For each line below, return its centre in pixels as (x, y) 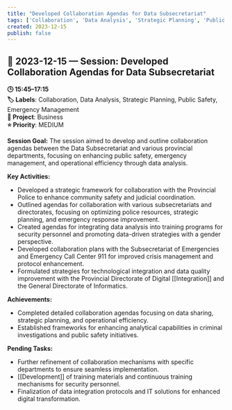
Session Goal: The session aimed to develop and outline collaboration (108, 141)
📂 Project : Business (35, 117)
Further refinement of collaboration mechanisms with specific (106, 362)
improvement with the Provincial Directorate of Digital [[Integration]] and (121, 279)
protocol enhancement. (51, 264)
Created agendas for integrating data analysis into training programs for (120, 227)
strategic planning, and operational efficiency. (83, 320)
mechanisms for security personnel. (69, 384)
